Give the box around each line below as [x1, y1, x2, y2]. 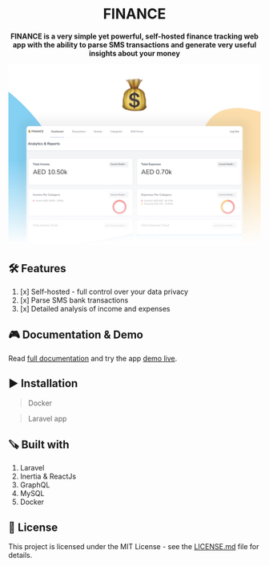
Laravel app [27, 413, 67, 423]
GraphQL [19, 480, 50, 490]
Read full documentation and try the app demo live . [8, 353, 178, 363]
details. [8, 551, 33, 560]
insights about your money [89, 48, 180, 58]
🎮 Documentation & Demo [8, 328, 144, 342]
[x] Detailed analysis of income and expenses [19, 304, 171, 314]
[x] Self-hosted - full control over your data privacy [19, 287, 189, 297]
